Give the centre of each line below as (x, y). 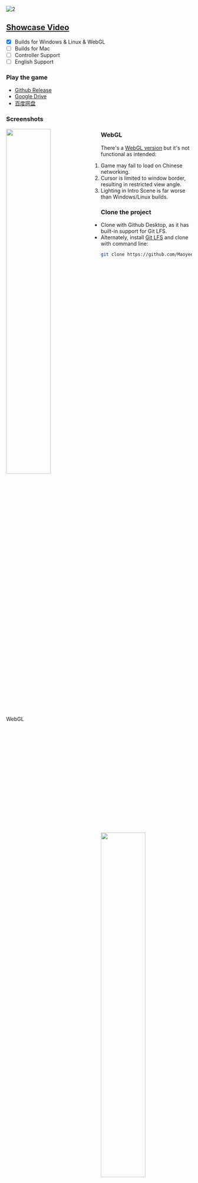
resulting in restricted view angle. (141, 184)
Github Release (33, 90)
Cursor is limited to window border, (143, 178)
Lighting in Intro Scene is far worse (143, 190)
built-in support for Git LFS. (134, 231)
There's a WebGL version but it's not (145, 148)
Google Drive (31, 97)
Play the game (27, 77)
